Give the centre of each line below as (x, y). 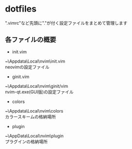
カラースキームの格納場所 (30, 116)
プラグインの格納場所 (26, 141)
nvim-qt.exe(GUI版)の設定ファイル (39, 92)
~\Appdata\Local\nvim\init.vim (35, 61)
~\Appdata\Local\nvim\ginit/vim (37, 86)
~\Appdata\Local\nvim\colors (34, 111)
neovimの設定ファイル (27, 67)
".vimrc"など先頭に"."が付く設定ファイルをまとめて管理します (66, 23)
